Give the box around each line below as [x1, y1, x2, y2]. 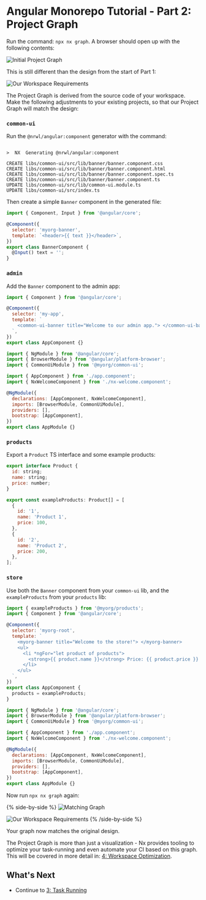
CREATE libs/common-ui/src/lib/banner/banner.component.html [6, 166, 166, 173]
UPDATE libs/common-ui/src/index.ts [6, 187, 100, 194]
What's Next [6, 870, 55, 880]
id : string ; [12, 468, 43, 475]
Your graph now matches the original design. [6, 828, 120, 834]
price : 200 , [17, 548, 48, 554]
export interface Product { [6, 463, 78, 469]
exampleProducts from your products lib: [6, 593, 107, 600]
